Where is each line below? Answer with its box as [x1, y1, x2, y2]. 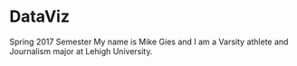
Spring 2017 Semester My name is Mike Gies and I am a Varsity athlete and [9, 36, 289, 47]
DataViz [9, 6, 71, 27]
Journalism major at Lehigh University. [9, 45, 153, 56]
